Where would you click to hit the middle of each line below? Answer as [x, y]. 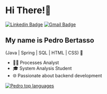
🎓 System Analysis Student [42, 68]
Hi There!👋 [28, 10]
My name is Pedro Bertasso [50, 40]
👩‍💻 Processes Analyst [36, 62]
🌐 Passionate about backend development [57, 75]
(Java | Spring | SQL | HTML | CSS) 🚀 [44, 52]
